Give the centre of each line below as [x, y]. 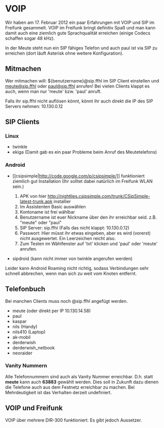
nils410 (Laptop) [29, 332]
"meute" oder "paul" [41, 222]
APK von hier [33, 196]
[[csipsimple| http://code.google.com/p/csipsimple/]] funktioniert [79, 176]
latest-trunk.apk [36, 201]
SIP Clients [22, 122]
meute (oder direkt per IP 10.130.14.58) [51, 311]
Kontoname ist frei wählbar [47, 212]
